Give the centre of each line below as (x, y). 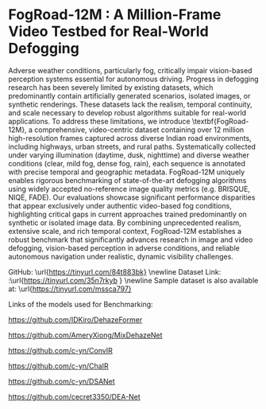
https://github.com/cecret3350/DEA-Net (74, 396)
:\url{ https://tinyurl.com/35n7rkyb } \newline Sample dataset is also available (133, 280)
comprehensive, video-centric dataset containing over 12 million (139, 130)
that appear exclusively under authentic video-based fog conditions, (120, 205)
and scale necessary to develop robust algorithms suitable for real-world (127, 112)
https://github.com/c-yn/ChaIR (58, 366)
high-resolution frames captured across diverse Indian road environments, (130, 138)
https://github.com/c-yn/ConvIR (60, 350)
